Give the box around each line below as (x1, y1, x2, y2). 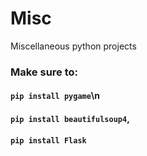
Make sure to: (10, 65, 79, 79)
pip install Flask (10, 135, 87, 146)
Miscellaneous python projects (10, 40, 137, 52)
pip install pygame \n (10, 90, 101, 102)
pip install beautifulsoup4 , (10, 113, 130, 125)
